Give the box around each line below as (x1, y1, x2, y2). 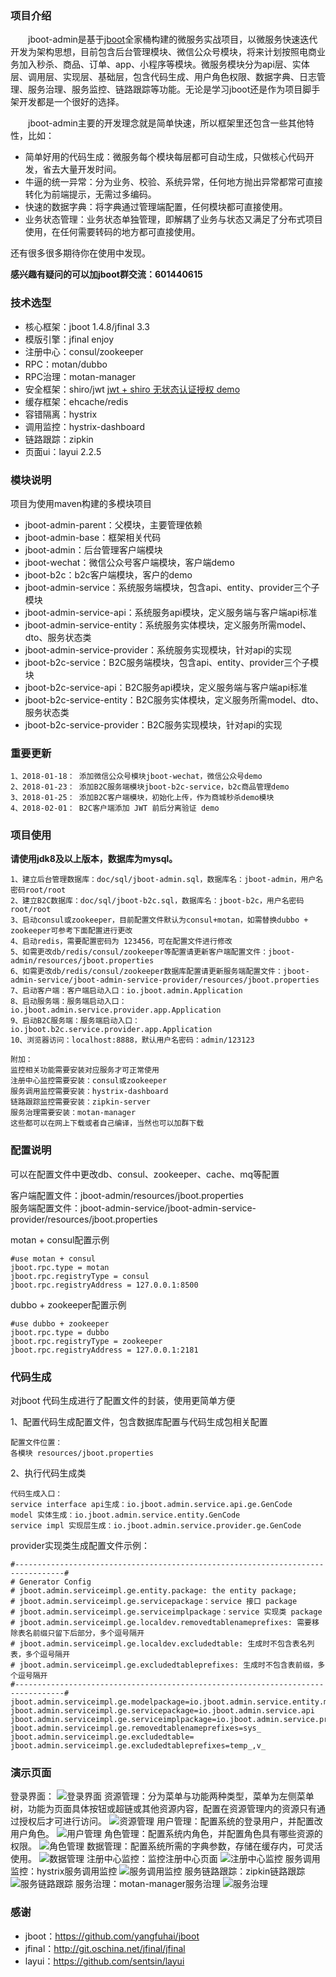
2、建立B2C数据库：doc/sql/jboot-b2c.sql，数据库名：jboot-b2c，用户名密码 (10, 896, 305, 906)
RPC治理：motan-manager (24, 370, 137, 382)
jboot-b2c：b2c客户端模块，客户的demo (24, 568, 193, 581)
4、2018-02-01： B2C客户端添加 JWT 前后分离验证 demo (10, 803, 220, 814)
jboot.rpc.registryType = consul (10, 1271, 150, 1281)
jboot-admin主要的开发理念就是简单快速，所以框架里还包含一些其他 (27, 117, 306, 129)
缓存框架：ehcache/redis (24, 395, 129, 407)
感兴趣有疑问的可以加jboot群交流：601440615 (10, 268, 203, 281)
